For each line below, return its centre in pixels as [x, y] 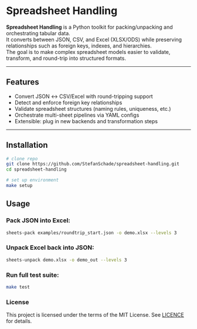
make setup [19, 186]
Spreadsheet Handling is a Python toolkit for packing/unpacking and [89, 27]
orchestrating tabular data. [38, 33]
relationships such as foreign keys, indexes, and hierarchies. [79, 46]
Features [23, 82]
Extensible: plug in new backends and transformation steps [86, 121]
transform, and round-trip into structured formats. [66, 58]
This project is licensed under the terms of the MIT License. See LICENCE [95, 315]
